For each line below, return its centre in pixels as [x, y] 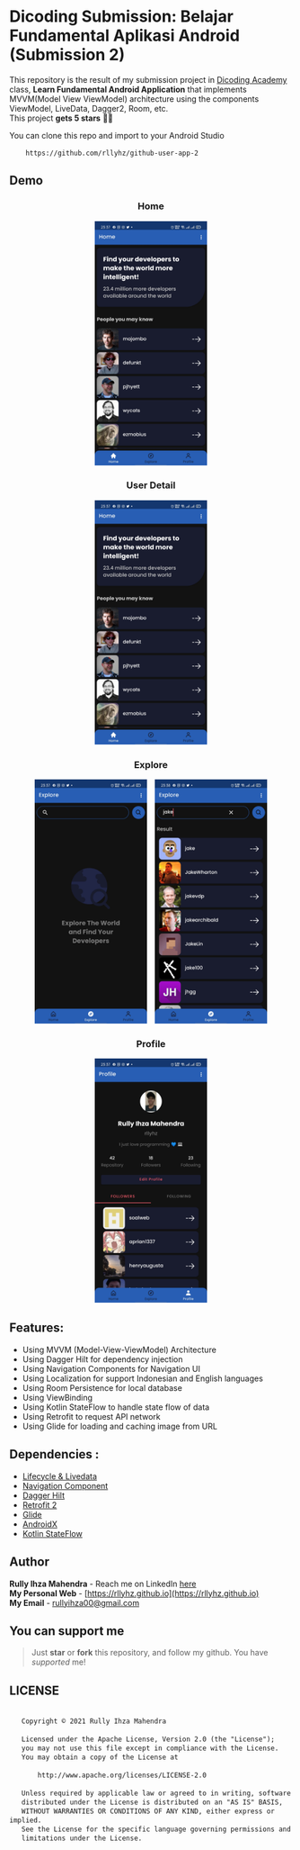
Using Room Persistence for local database [102, 1387]
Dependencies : [54, 1454]
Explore [151, 764]
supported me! [59, 1662]
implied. [26, 1820]
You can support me [67, 1631]
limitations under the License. [82, 1838]
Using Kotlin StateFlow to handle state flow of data [116, 1407]
